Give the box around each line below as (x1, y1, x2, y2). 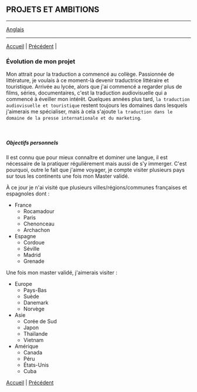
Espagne (14, 233, 36, 240)
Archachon (23, 227, 50, 234)
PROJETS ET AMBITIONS (6, 5, 100, 15)
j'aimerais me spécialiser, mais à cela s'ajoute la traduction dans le (6, 108, 173, 115)
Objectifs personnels (6, 139, 59, 146)
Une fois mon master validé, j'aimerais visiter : (6, 269, 118, 276)
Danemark (23, 299, 49, 306)
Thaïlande (23, 330, 48, 337)
